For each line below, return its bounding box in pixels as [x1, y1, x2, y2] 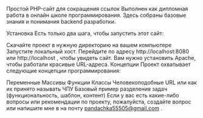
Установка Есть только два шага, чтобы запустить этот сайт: [6, 30, 164, 37]
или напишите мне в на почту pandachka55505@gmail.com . [6, 105, 163, 111]
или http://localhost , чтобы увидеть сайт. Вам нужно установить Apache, [6, 54, 196, 61]
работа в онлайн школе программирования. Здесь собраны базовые [6, 11, 187, 19]
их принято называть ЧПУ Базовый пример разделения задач [6, 85, 168, 93]
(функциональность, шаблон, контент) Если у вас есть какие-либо [6, 92, 179, 99]
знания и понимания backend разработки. [6, 18, 116, 25]
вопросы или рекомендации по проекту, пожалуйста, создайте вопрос [6, 98, 191, 105]
